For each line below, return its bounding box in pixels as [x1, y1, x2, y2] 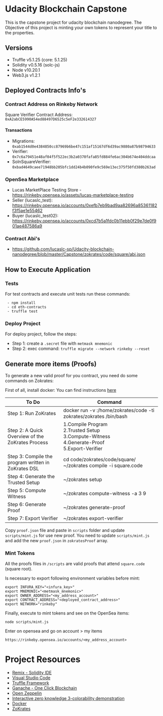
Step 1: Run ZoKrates [7, 410, 56, 417]
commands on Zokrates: [5, 378, 54, 384]
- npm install [7, 300, 36, 305]
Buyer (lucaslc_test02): [12, 213, 59, 218]
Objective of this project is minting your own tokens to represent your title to [5, 24, 157, 30]
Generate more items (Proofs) [5, 360, 97, 368]
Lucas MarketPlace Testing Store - [12, 187, 81, 193]
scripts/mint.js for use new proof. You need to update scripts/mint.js [5, 533, 149, 538]
